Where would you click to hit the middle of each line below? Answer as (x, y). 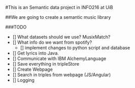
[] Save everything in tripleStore (46, 64)
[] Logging (23, 80)
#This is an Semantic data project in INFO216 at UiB (59, 7)
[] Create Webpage (33, 69)
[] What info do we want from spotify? (52, 42)
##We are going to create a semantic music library (58, 17)
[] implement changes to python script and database (75, 48)
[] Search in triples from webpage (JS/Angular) (61, 75)
